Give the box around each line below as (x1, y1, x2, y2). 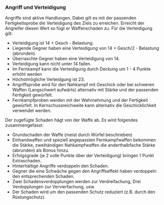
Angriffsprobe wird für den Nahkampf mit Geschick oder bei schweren (12, 82, 155, 88)
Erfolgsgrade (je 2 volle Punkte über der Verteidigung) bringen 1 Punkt (12, 153, 154, 159)
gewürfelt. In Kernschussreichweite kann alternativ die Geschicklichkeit (12, 102, 157, 109)
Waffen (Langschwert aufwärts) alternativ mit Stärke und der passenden (12, 87, 159, 93)
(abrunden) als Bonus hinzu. (12, 147, 70, 153)
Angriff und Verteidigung (5, 4, 66, 11)
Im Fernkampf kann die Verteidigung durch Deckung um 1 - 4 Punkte (12, 66, 151, 72)
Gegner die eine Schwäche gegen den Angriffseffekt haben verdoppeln (12, 168, 157, 174)
